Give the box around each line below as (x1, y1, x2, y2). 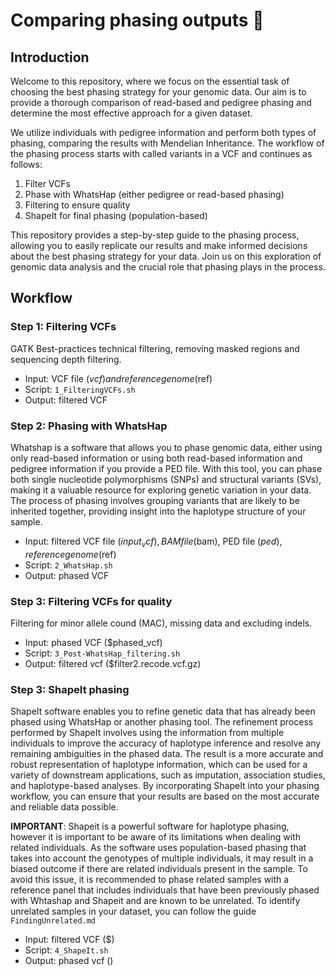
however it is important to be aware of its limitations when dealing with (10, 831, 301, 843)
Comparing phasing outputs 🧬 (10, 9, 265, 32)
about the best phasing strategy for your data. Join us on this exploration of (10, 250, 322, 262)
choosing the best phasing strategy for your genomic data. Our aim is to (10, 86, 307, 98)
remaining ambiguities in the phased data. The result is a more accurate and (10, 748, 324, 760)
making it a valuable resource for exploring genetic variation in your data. (10, 484, 312, 496)
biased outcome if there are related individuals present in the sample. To (10, 863, 308, 875)
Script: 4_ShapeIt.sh (24, 944, 109, 956)
